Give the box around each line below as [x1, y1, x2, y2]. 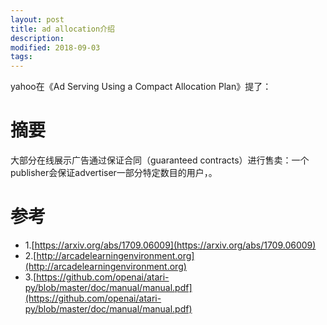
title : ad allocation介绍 [10, 24, 115, 34]
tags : [10, 52, 33, 62]
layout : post [10, 14, 65, 25]
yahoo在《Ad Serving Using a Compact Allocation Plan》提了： [10, 81, 272, 93]
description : [10, 33, 65, 43]
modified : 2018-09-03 [10, 42, 101, 53]
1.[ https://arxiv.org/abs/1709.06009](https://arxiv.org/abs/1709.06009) [24, 239, 317, 251]
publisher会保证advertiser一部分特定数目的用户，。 [10, 167, 218, 179]
